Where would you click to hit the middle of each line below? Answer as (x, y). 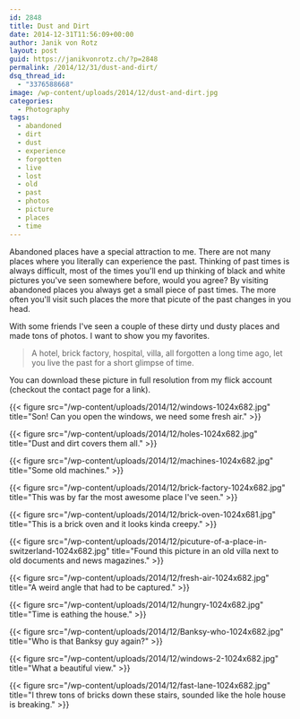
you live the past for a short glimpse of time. (112, 362)
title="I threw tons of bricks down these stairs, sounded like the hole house (148, 695)
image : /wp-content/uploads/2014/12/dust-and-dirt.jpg (114, 92)
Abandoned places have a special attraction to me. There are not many (140, 251)
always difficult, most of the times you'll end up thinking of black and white (147, 271)
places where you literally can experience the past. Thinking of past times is (150, 261)
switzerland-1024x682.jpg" (60, 550)
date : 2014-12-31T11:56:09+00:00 (72, 34)
